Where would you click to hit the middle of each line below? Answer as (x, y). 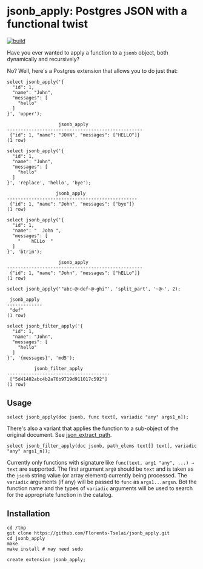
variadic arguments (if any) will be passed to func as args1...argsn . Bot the (102, 482)
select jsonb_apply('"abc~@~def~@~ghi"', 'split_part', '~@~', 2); (94, 289)
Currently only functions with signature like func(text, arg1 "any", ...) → (101, 462)
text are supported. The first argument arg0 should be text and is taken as (100, 469)
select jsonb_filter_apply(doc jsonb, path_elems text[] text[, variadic (102, 446)
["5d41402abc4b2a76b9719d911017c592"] (58, 379)
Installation (28, 514)
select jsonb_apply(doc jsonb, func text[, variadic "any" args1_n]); (98, 417)
